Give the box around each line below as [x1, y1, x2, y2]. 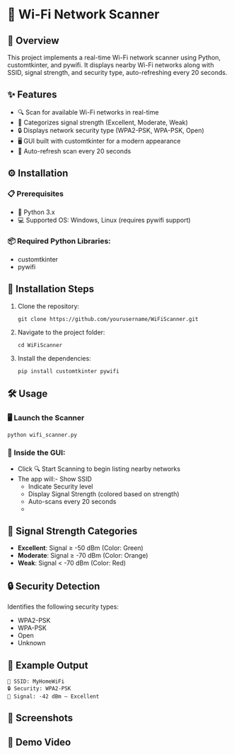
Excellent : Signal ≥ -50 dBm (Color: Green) [17, 544, 144, 552]
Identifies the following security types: [7, 602, 119, 611]
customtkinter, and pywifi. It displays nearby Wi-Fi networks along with [7, 61, 214, 69]
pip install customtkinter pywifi [17, 368, 119, 375]
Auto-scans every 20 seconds [28, 497, 117, 505]
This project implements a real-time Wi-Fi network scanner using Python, [7, 53, 221, 62]
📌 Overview [7, 35, 59, 47]
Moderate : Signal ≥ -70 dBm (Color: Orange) [17, 551, 148, 560]
